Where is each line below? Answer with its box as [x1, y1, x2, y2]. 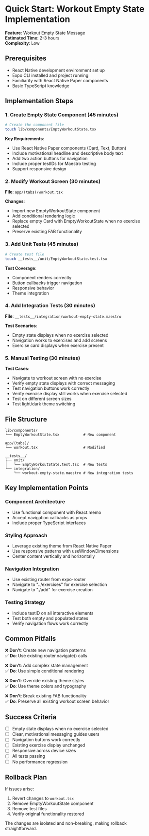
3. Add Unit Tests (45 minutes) [5, 241, 79, 248]
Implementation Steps [5, 97, 74, 105]
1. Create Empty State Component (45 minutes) [5, 111, 119, 118]
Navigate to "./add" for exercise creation [12, 587, 93, 593]
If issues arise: [5, 786, 34, 792]
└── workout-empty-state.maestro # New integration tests [14, 471, 133, 475]
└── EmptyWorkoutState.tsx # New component [5, 432, 116, 437]
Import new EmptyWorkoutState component [12, 208, 100, 214]
